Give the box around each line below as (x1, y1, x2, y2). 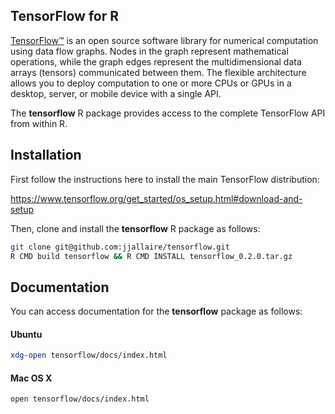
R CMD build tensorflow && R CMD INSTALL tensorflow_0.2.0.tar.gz (10, 251, 293, 261)
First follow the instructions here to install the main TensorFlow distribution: (10, 173, 320, 185)
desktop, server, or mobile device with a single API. (10, 87, 222, 99)
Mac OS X (10, 372, 53, 384)
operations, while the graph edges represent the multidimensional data (10, 55, 302, 68)
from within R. (10, 117, 68, 129)
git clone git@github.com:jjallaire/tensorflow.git (10, 242, 230, 252)
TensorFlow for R (10, 8, 120, 25)
